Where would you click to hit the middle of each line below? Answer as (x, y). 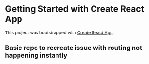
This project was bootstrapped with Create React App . (60, 32)
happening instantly (36, 56)
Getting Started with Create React (75, 9)
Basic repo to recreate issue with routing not (74, 48)
